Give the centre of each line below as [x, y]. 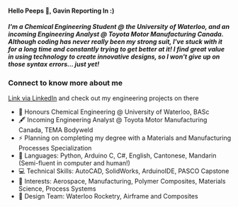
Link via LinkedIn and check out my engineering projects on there [103, 98]
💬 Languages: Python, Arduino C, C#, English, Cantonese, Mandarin [117, 155]
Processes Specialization [55, 148]
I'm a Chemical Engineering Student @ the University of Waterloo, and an [119, 27]
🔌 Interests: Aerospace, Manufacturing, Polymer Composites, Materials [122, 181]
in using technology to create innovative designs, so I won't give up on [114, 57]
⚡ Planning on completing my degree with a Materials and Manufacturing [125, 138]
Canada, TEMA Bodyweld [56, 130]
